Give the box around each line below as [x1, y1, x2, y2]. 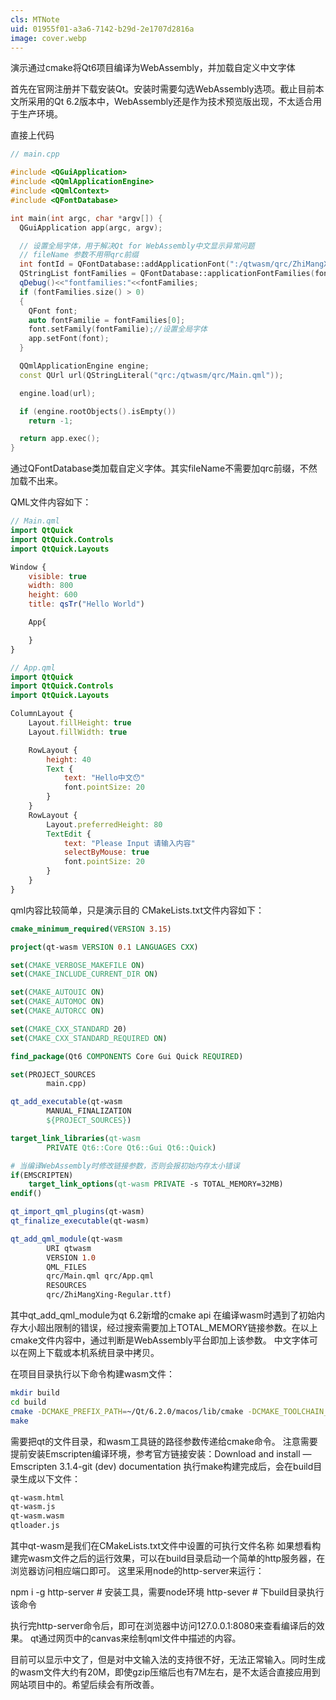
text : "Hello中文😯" [63, 773, 146, 783]
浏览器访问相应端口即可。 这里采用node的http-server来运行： [10, 1565, 265, 1576]
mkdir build [10, 1388, 60, 1398]
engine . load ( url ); [19, 388, 97, 398]
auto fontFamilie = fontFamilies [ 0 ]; [28, 315, 186, 325]
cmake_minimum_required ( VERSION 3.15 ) [10, 924, 172, 934]
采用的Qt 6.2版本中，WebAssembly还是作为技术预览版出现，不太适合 [27, 96, 314, 108]
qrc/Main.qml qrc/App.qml [46, 1271, 155, 1281]
